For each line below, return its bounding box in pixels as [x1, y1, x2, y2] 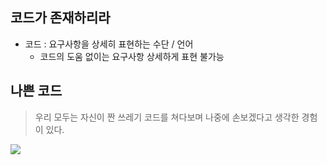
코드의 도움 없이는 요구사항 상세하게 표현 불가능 [39, 50, 225, 62]
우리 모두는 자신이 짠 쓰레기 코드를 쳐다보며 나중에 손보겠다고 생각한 [34, 111, 300, 123]
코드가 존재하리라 [10, 9, 111, 27]
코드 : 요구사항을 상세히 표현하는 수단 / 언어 [24, 38, 194, 50]
